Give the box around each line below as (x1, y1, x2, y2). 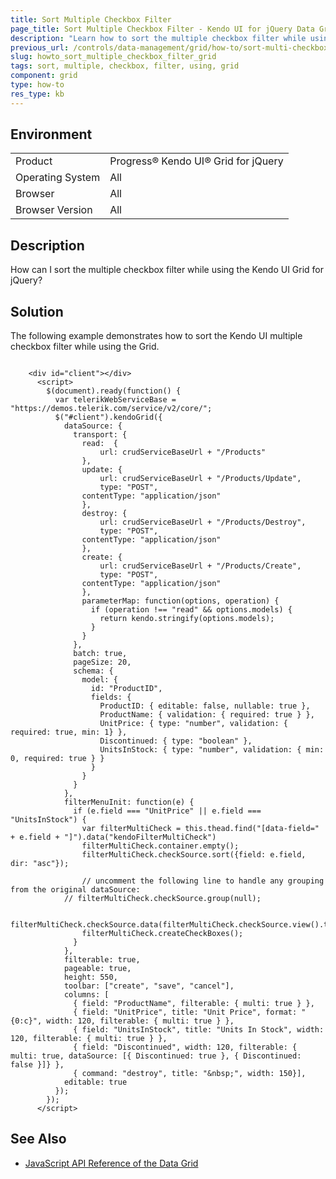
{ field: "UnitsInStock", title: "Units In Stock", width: (73, 1025, 325, 1035)
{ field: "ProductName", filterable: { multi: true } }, (73, 999, 315, 1009)
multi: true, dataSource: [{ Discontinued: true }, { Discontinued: (10, 1051, 302, 1061)
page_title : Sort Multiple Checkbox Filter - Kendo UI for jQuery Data (10, 24, 315, 34)
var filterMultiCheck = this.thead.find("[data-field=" (81, 824, 320, 834)
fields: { (90, 692, 132, 703)
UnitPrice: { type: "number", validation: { (99, 719, 288, 729)
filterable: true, (63, 955, 141, 965)
